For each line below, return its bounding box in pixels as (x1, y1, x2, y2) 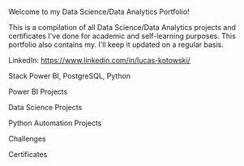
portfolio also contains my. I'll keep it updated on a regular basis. (8, 40, 225, 49)
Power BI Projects (8, 87, 68, 96)
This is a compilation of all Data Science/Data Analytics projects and (8, 23, 237, 32)
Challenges (8, 134, 46, 143)
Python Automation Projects (8, 118, 102, 128)
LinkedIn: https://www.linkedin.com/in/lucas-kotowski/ (8, 56, 190, 65)
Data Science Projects (8, 103, 83, 112)
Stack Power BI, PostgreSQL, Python (8, 71, 131, 80)
